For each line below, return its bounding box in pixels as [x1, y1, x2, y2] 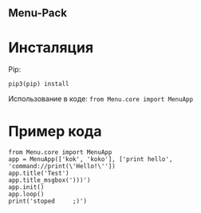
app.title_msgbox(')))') [8, 176, 91, 184]
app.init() [8, 183, 45, 191]
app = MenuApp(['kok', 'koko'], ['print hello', [8, 156, 173, 164]
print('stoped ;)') [8, 197, 88, 206]
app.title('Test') [8, 169, 69, 178]
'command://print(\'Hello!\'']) [8, 163, 116, 171]
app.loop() [8, 191, 45, 199]
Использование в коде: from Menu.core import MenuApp [8, 94, 194, 104]
